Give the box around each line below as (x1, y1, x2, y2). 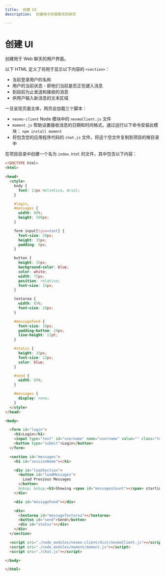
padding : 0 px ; (18, 242, 48, 247)
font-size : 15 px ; (18, 283, 54, 288)
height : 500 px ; (18, 215, 50, 220)
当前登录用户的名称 (12, 77, 52, 82)
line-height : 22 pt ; (18, 332, 58, 338)
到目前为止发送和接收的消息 (12, 89, 69, 95)
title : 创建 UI (5, 7, 37, 12)
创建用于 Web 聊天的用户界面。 (5, 56, 69, 62)
